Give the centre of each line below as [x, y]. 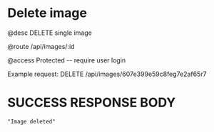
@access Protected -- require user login [67, 60]
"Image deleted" [31, 121]
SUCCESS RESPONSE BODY [92, 103]
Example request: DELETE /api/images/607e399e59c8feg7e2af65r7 [107, 74]
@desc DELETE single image [50, 33]
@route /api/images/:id [41, 46]
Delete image [47, 13]
